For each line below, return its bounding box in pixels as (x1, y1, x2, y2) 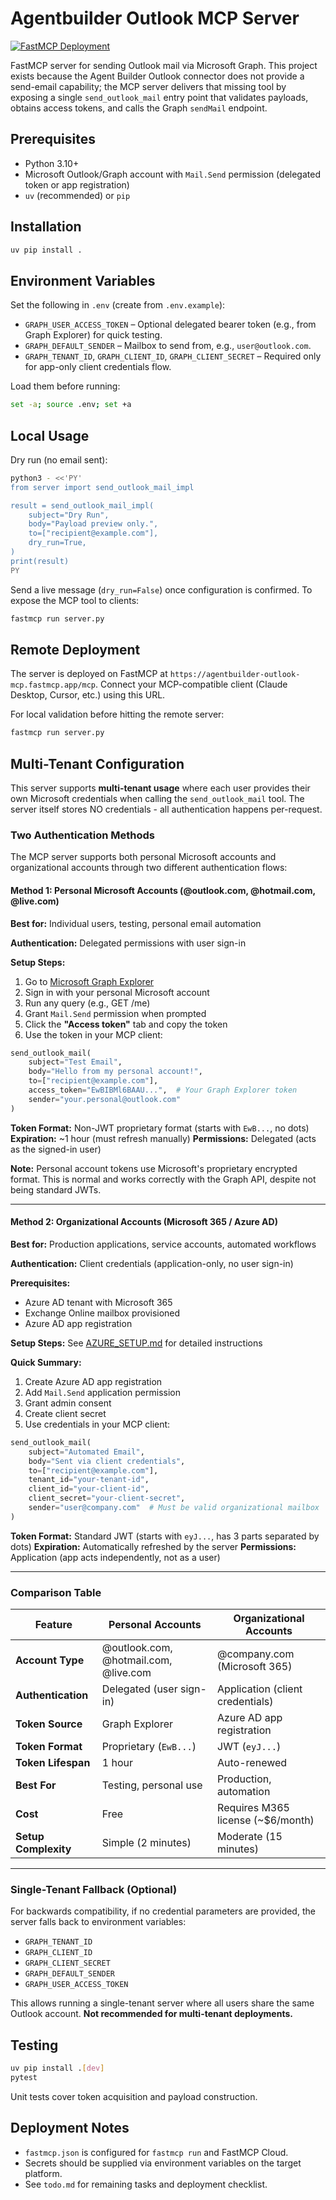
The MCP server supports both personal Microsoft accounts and (10, 851, 277, 863)
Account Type (15, 1653, 85, 1667)
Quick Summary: (10, 1356, 82, 1368)
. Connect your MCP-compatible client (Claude (95, 678, 288, 691)
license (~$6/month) (217, 1813, 315, 1827)
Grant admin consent (24, 1397, 112, 1409)
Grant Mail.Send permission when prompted (24, 1007, 207, 1019)
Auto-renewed (217, 1756, 288, 1770)
